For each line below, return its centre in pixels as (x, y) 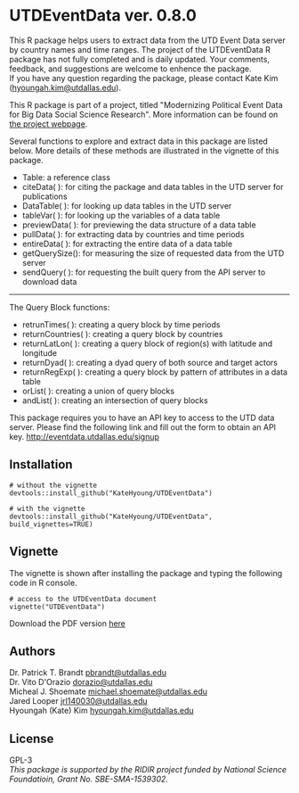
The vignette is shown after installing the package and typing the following (146, 573)
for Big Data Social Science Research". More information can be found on (144, 114)
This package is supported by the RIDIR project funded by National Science (148, 770)
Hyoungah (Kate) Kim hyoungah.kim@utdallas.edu (101, 711)
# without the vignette (53, 485)
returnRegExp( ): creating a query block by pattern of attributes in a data (154, 372)
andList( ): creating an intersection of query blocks (115, 400)
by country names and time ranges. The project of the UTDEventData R (140, 49)
